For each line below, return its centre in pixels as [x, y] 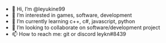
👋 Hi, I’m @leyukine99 [38, 9]
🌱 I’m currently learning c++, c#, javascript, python [73, 21]
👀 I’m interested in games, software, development [72, 15]
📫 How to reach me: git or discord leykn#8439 [69, 34]
